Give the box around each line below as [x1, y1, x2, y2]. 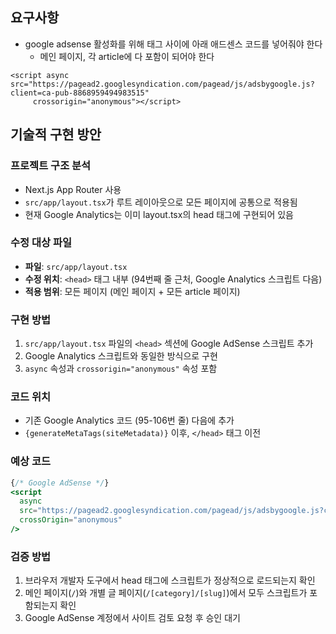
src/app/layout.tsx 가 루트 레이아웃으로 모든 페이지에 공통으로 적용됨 [24, 196, 298, 208]
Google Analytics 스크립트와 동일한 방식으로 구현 [24, 350, 218, 362]
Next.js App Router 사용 [24, 183, 122, 195]
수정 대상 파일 [10, 236, 73, 250]
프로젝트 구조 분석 [10, 159, 92, 173]
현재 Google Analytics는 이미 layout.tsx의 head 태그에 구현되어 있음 [24, 208, 294, 220]
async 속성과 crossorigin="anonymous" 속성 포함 [24, 363, 218, 375]
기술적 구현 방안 [10, 126, 102, 143]
